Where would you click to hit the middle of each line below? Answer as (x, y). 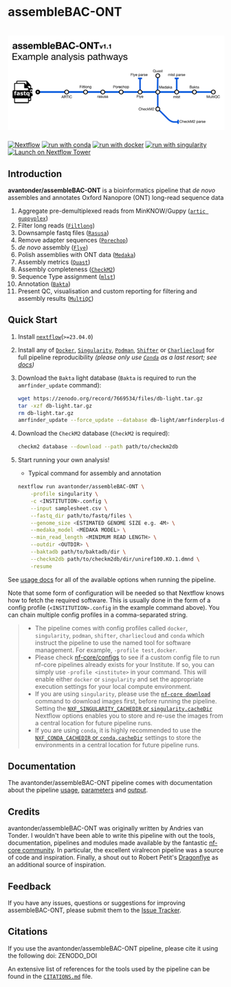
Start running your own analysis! (64, 460)
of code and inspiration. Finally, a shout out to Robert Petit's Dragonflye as (113, 858)
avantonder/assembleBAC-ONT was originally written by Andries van (106, 828)
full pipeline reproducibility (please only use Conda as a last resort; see (117, 357)
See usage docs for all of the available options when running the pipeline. (112, 579)
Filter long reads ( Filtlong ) (56, 225)
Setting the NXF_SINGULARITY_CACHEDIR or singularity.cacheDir (123, 708)
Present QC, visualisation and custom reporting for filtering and (107, 291)
